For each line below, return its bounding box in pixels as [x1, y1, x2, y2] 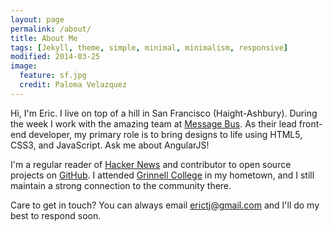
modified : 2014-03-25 [10, 52, 101, 62]
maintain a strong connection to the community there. [10, 179, 232, 191]
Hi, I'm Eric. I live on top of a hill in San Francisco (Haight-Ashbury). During [10, 107, 318, 119]
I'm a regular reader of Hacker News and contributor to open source [10, 158, 292, 170]
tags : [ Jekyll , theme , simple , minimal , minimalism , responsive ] [10, 42, 288, 53]
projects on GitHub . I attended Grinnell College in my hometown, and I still [10, 169, 315, 181]
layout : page [10, 14, 65, 25]
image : [10, 61, 38, 71]
